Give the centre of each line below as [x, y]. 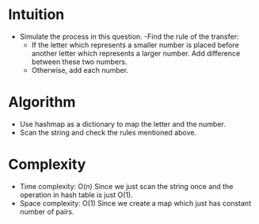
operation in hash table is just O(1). [76, 195]
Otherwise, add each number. [80, 70]
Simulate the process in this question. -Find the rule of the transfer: [129, 36]
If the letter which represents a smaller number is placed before [135, 44]
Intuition [36, 15]
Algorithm [42, 103]
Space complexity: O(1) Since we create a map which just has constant [135, 203]
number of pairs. [47, 211]
